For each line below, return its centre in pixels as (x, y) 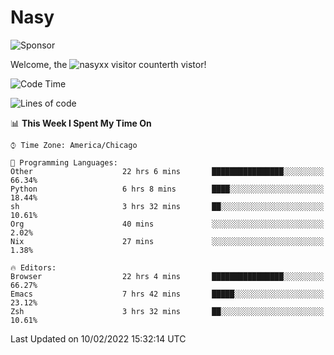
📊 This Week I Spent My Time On (81, 123)
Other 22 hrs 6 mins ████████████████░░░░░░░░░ (167, 171)
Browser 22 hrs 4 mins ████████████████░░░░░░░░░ (167, 276)
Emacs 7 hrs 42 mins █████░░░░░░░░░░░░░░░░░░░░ (167, 294)
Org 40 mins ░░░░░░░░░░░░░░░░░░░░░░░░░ (167, 224)
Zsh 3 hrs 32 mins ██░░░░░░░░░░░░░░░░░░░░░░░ (167, 311)
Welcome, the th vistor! (108, 64)
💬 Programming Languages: (64, 162)
